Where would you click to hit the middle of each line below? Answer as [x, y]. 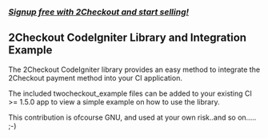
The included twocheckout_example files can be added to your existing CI [130, 93]
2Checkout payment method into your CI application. [95, 77]
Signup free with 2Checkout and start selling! [99, 12]
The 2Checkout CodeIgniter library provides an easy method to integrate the [134, 69]
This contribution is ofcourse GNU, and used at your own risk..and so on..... [132, 117]
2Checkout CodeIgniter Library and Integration [127, 38]
